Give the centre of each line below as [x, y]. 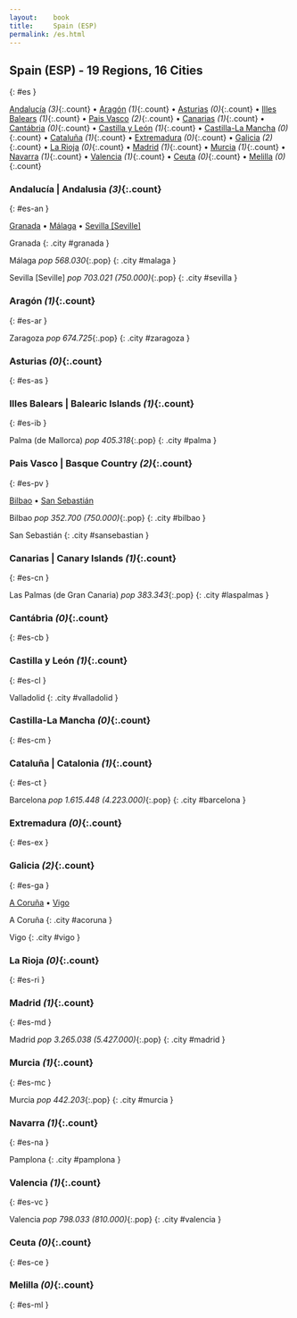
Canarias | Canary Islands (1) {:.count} [93, 558]
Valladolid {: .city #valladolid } [64, 697]
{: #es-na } [29, 1142]
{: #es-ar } [28, 320]
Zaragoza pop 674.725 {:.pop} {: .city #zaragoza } [99, 338]
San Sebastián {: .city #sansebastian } [79, 535]
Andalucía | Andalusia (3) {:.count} [86, 189]
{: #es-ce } [29, 1262]
